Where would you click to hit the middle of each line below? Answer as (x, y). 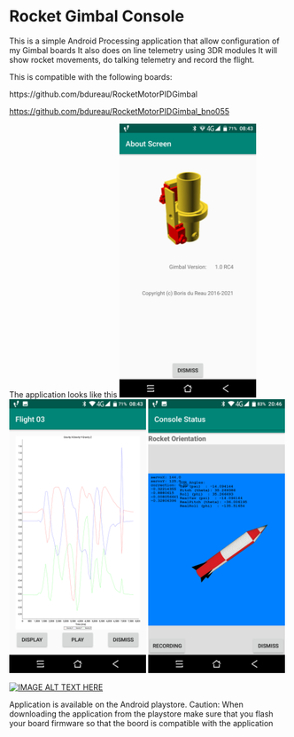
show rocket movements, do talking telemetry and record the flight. (132, 59)
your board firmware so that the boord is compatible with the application (141, 723)
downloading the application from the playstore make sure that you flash (141, 713)
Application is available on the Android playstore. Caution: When (126, 704)
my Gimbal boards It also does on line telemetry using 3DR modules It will (143, 50)
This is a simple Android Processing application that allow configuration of (145, 41)
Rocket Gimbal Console (97, 16)
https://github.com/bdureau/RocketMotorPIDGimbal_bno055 (120, 111)
